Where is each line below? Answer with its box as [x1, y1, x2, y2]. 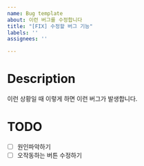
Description [7, 71, 76, 86]
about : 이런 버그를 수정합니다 [7, 16, 83, 23]
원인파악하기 [17, 143, 52, 151]
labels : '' [7, 29, 39, 36]
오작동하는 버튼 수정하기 [17, 152, 83, 160]
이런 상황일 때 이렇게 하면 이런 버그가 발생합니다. [7, 95, 138, 103]
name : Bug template [7, 10, 63, 17]
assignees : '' [7, 36, 48, 43]
